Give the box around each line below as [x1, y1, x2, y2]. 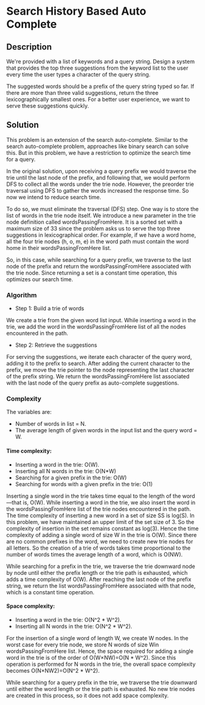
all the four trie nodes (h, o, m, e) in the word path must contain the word [6, 237, 189, 245]
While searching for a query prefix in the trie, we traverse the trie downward [6, 679, 197, 686]
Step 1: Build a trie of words [15, 305, 84, 312]
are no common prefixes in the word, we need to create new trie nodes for [6, 537, 193, 545]
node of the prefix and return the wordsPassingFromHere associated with [6, 262, 191, 270]
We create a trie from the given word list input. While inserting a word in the [6, 317, 196, 324]
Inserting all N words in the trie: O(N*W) [15, 467, 117, 474]
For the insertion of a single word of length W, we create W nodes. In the [6, 634, 189, 641]
